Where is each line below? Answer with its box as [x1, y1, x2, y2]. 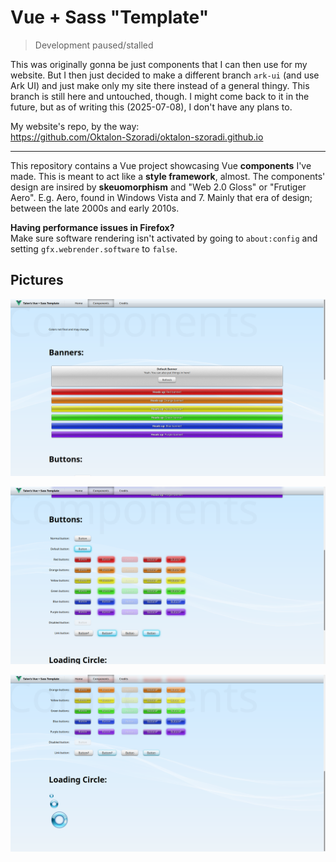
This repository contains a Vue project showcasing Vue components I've [10, 159, 312, 171]
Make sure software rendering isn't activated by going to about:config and [10, 232, 318, 244]
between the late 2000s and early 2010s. [10, 202, 180, 214]
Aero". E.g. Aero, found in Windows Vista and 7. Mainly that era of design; [10, 191, 313, 203]
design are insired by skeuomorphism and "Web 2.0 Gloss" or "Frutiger [10, 181, 307, 193]
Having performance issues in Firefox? [10, 221, 175, 233]
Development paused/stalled [34, 39, 154, 51]
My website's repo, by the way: [10, 120, 140, 132]
